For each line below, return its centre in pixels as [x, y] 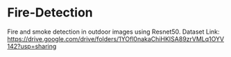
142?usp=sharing [32, 46]
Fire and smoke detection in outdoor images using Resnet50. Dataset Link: [113, 32]
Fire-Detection [50, 13]
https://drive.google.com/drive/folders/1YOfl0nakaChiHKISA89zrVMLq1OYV [115, 38]
